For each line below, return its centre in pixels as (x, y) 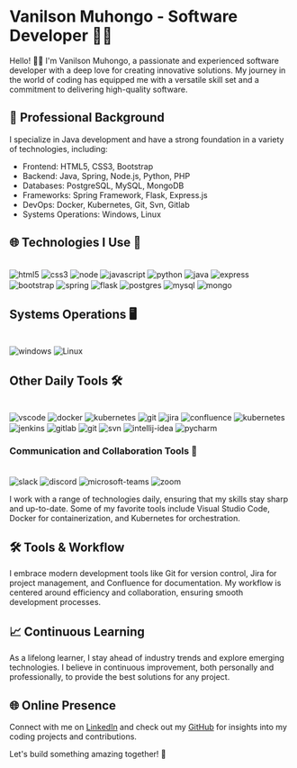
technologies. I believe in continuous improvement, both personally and (142, 667)
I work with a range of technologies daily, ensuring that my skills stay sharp (149, 499)
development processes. (55, 602)
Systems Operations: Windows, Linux (92, 214)
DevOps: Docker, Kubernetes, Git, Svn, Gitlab (106, 204)
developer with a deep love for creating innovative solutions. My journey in (148, 70)
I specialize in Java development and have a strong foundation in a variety (147, 139)
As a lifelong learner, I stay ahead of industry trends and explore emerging (147, 658)
